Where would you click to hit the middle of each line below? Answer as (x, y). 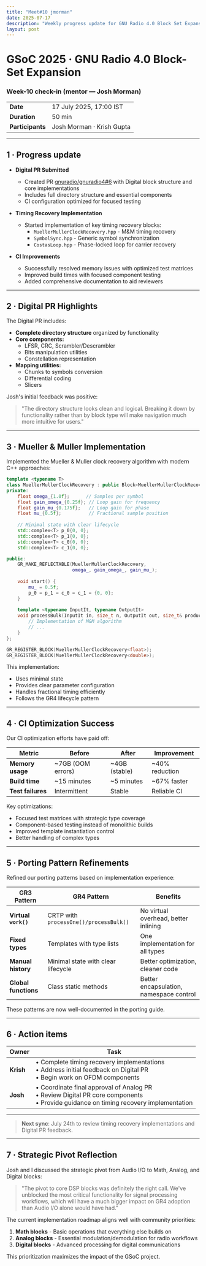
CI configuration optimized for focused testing (82, 201)
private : (17, 490)
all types (152, 951)
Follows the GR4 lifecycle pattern (57, 698)
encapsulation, (161, 986)
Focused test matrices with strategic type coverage (80, 818)
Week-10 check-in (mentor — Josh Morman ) (74, 91)
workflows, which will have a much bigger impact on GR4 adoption (106, 1201)
